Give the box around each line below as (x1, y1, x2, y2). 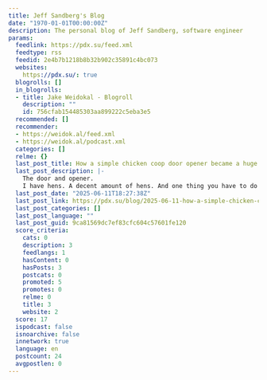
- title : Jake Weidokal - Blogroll (15, 93, 133, 101)
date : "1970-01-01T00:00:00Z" (8, 19, 109, 27)
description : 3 (22, 241, 73, 249)
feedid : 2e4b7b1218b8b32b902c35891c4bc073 (15, 57, 158, 65)
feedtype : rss (15, 49, 62, 57)
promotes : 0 (22, 286, 62, 294)
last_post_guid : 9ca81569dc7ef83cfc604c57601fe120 (15, 219, 187, 227)
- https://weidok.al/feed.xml (15, 130, 115, 138)
